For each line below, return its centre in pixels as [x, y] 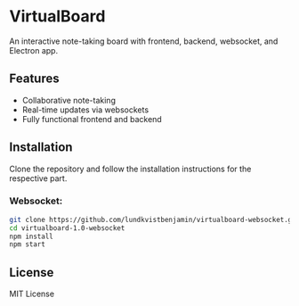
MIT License [32, 294]
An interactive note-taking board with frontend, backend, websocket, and [144, 41]
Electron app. [34, 50]
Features [34, 79]
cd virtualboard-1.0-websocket [67, 228]
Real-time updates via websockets [85, 110]
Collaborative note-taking [69, 100]
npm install [31, 236]
